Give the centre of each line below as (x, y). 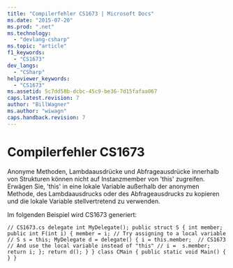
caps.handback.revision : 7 (46, 117)
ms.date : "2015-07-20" (40, 20)
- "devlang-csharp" (42, 40)
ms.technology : (29, 33)
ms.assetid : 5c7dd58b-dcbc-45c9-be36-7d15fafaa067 (82, 91)
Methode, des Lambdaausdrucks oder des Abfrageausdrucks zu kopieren (113, 193)
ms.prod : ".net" (31, 27)
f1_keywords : (26, 53)
